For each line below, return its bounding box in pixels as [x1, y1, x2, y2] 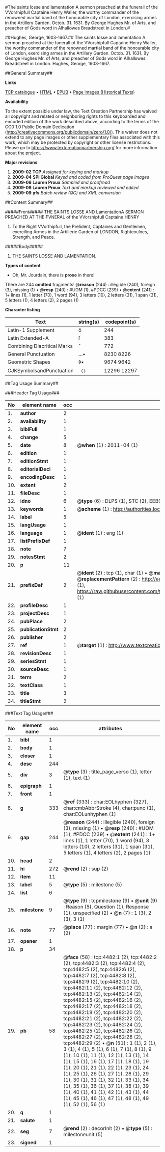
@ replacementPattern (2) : [77, 576, 141, 582]
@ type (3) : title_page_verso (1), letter [63, 768, 152, 775]
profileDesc [20, 602, 48, 608]
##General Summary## [5, 70, 53, 76]
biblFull [20, 426, 38, 433]
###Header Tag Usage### [5, 390, 60, 396]
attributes [98, 725, 122, 732]
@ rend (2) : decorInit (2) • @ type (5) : [63, 1125, 153, 1131]
